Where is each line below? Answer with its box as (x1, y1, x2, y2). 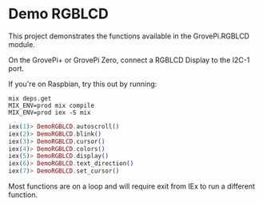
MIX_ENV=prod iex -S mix (8, 109, 91, 117)
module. (8, 39, 36, 49)
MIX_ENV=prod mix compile (8, 101, 94, 109)
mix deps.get (8, 94, 52, 102)
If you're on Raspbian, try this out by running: (8, 79, 157, 89)
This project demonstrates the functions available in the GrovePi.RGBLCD (8, 31, 250, 41)
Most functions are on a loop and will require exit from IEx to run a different (8, 181, 256, 192)
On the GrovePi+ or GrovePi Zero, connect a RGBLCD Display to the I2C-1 (8, 55, 250, 65)
